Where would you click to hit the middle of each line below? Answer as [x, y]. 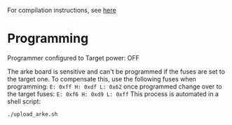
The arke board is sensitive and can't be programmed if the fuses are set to [116, 71]
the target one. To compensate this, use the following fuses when [102, 79]
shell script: [24, 101]
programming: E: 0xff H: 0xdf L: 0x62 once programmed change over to [115, 86]
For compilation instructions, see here [62, 10]
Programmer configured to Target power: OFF [74, 58]
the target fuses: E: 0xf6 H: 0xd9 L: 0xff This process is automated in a [113, 93]
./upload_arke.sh [33, 114]
